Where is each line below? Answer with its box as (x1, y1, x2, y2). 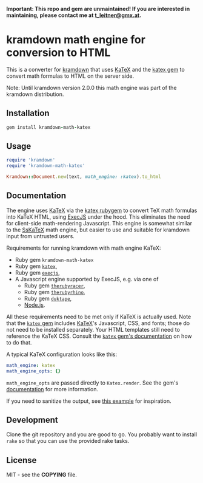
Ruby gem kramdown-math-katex (15, 256, 94, 263)
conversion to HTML (6, 46, 111, 60)
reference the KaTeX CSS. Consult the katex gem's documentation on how (6, 332, 192, 340)
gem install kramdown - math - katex (6, 124, 91, 130)
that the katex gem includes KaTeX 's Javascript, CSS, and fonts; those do (6, 319, 190, 327)
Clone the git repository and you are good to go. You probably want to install (6, 431, 198, 438)
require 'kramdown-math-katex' (6, 163, 85, 169)
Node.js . (24, 301, 45, 309)
